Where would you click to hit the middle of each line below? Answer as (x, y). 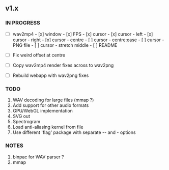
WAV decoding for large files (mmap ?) (53, 100)
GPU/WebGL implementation (43, 111)
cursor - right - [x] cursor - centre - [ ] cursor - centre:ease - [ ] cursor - (88, 40)
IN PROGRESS (23, 23)
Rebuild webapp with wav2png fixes (51, 75)
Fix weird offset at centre (39, 55)
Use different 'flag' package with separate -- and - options (74, 132)
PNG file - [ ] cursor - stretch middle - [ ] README (65, 45)
